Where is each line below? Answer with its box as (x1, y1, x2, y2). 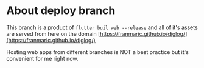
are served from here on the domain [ (6, 30, 100, 37)
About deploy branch (6, 4, 116, 18)
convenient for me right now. (6, 55, 79, 62)
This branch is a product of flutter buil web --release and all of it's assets (6, 24, 198, 31)
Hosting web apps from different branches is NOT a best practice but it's (6, 48, 189, 55)
